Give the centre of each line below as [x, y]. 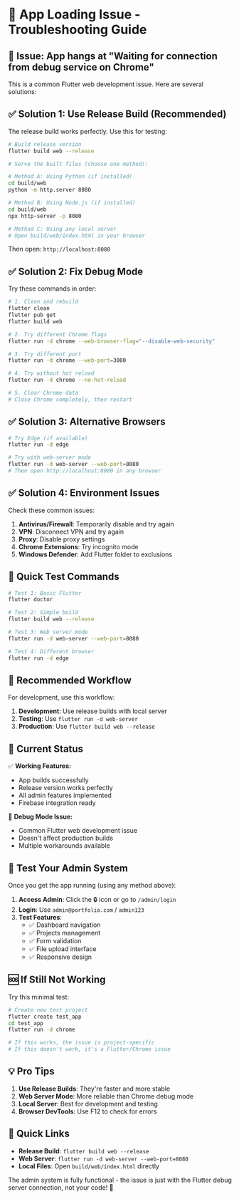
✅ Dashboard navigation [65, 925]
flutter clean [29, 308]
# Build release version [45, 144]
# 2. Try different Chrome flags [58, 334]
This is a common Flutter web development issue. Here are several [106, 84]
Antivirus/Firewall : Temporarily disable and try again [96, 524]
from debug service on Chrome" [81, 67]
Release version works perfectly [65, 788]
